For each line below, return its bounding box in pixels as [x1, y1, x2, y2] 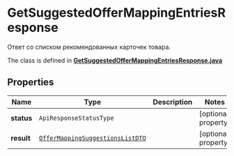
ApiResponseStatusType [38, 114, 114, 122]
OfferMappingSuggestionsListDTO [38, 134, 146, 142]
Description [153, 97, 193, 107]
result [10, 133, 31, 143]
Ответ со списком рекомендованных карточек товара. [7, 42, 171, 51]
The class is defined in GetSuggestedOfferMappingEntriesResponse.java [7, 56, 223, 64]
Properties [7, 77, 54, 88]
